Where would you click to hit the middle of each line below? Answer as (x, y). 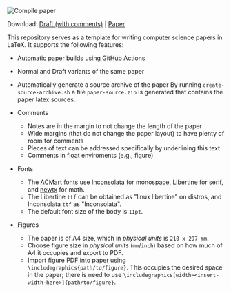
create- (213, 85)
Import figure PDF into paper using (77, 260)
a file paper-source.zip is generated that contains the (147, 92)
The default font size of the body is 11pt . (85, 211)
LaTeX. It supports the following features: (66, 44)
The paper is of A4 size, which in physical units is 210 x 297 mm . (118, 238)
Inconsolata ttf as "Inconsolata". (74, 204)
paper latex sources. (46, 99)
